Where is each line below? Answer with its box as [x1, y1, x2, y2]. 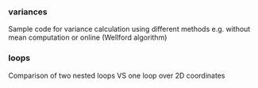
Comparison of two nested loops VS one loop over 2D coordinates [8, 71, 225, 80]
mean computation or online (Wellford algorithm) [8, 33, 168, 42]
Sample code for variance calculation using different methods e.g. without [8, 25, 251, 34]
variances [8, 6, 48, 17]
